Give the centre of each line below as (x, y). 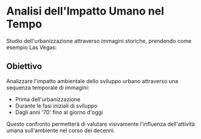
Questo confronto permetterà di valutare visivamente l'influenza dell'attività (101, 124)
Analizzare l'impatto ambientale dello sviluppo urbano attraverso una (92, 81)
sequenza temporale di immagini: (48, 87)
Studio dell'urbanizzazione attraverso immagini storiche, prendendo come (99, 41)
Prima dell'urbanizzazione (48, 99)
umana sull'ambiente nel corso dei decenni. (61, 130)
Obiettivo (24, 66)
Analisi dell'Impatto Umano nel (85, 11)
